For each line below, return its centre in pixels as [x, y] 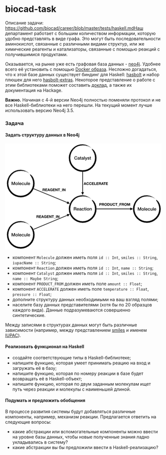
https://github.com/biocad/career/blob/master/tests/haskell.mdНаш [74, 28]
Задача [14, 123]
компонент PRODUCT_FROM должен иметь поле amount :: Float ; [77, 284]
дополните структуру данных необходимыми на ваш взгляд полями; [85, 299]
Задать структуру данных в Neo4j [42, 135]
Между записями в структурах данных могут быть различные [71, 325]
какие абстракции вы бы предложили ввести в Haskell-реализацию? [85, 448]
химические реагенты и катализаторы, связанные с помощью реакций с [83, 49]
